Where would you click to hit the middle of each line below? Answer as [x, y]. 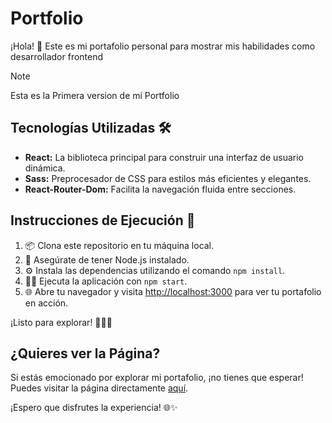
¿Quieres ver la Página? [85, 353]
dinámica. [45, 168]
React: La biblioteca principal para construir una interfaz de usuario [164, 157]
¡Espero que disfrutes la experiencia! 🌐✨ [94, 408]
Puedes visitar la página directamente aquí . [99, 388]
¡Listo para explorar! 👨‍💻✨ [61, 322]
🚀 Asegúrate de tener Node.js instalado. [107, 259]
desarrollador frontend [57, 56]
